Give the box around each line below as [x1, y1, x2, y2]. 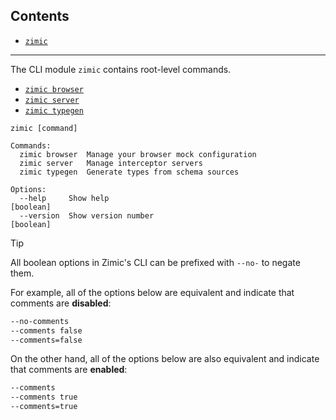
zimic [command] [10, 123, 78, 133]
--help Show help [19, 193, 110, 203]
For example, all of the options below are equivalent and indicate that [10, 286, 295, 298]
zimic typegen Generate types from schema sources [19, 167, 240, 177]
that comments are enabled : [10, 364, 128, 376]
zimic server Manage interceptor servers [19, 158, 203, 168]
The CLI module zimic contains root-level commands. [10, 63, 232, 75]
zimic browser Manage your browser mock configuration [19, 149, 257, 159]
